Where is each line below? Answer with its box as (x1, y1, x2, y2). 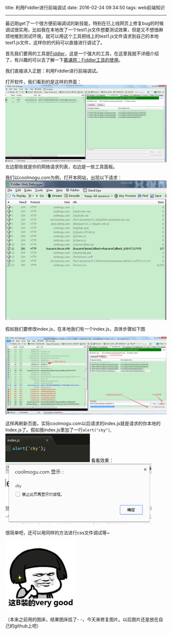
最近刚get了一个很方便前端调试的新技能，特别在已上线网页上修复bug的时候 (5, 20, 164, 26)
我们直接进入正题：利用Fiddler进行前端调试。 (5, 68, 101, 74)
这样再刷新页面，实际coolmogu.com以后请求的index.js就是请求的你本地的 (5, 421, 161, 427)
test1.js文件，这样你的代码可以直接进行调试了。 (5, 40, 105, 45)
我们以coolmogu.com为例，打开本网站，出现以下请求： (5, 174, 122, 181)
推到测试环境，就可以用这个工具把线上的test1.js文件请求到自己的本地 (14, 33, 159, 39)
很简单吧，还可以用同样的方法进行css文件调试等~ (5, 530, 110, 536)
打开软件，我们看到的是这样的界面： (5, 79, 82, 85)
